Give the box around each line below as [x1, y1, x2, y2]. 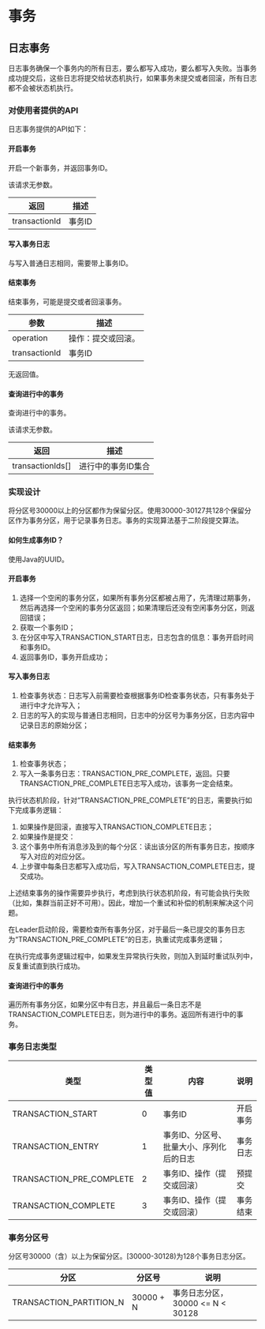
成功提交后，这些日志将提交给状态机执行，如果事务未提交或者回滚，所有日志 [8, 73, 257, 83]
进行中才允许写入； [19, 700, 83, 711]
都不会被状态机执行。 [8, 84, 77, 92]
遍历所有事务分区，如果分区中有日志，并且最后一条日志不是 [8, 1000, 202, 1009]
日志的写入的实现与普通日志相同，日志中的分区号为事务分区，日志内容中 [19, 711, 255, 720]
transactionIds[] [12, 460, 72, 471]
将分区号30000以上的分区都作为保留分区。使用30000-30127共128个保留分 [8, 506, 252, 516]
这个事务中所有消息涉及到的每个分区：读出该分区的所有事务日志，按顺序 [19, 842, 255, 851]
